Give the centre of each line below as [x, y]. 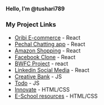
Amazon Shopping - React [47, 50]
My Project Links [31, 24]
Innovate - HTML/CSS [42, 89]
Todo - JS [27, 83]
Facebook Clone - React [45, 57]
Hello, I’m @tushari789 [35, 9]
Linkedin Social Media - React [52, 70]
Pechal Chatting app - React [50, 44]
